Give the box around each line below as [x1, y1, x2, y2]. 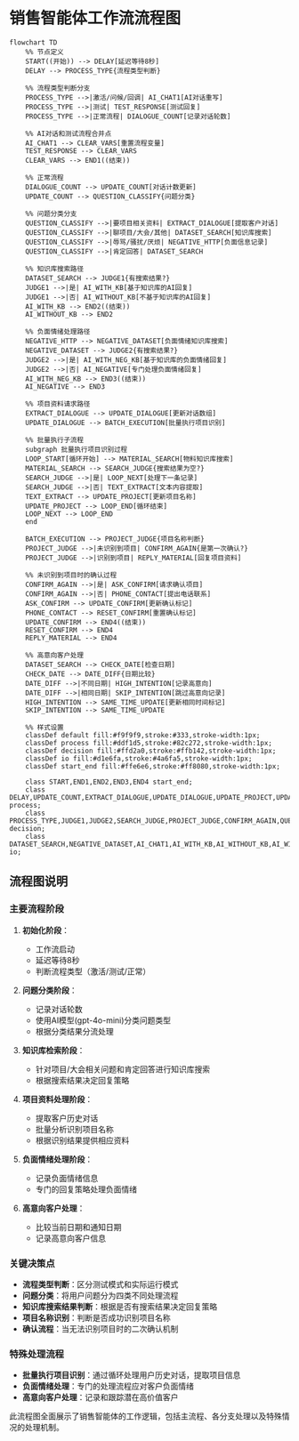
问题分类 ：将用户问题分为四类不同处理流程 [21, 1290, 179, 1300]
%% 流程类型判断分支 [25, 84, 91, 93]
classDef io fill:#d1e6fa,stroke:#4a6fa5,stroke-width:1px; [25, 753, 253, 763]
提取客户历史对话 [35, 1113, 99, 1123]
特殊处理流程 [9, 1348, 65, 1360]
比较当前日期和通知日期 [35, 1221, 122, 1232]
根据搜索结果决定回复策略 [35, 1075, 130, 1085]
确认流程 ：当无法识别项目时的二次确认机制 [21, 1323, 179, 1334]
